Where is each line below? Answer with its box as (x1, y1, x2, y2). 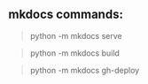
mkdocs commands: (8, 7, 123, 22)
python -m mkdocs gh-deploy (29, 65, 140, 75)
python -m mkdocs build (29, 48, 121, 58)
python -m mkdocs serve (29, 30, 122, 41)
